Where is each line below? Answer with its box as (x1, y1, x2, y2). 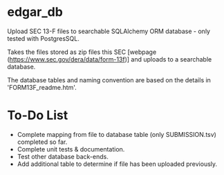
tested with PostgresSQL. (7, 34, 80, 42)
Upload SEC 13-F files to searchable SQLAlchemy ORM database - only (7, 27, 211, 35)
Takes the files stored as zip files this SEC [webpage (7, 48, 157, 56)
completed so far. (17, 138, 68, 146)
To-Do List (7, 108, 68, 123)
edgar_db (7, 4, 64, 20)
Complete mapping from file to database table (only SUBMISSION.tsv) (17, 130, 216, 138)
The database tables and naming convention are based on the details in (7, 75, 211, 84)
